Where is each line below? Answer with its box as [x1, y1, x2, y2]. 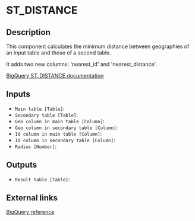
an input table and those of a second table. [6, 49, 111, 56]
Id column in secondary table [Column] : [14, 136, 115, 143]
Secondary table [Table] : [14, 111, 78, 118]
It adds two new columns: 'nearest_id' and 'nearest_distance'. [6, 60, 158, 68]
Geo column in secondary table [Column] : [14, 124, 118, 131]
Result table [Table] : [14, 175, 70, 182]
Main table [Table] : [14, 105, 65, 112]
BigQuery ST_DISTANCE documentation [6, 72, 104, 79]
